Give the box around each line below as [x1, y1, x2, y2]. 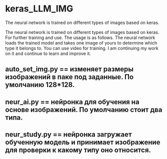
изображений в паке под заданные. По [5, 73, 134, 81]
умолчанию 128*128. [5, 80, 75, 89]
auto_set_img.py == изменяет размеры [5, 65, 134, 73]
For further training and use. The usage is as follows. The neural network [5, 34, 155, 40]
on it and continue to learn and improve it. [5, 50, 91, 56]
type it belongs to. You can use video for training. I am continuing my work [5, 45, 158, 51]
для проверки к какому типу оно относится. [5, 146, 151, 154]
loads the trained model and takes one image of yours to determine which [5, 39, 157, 45]
